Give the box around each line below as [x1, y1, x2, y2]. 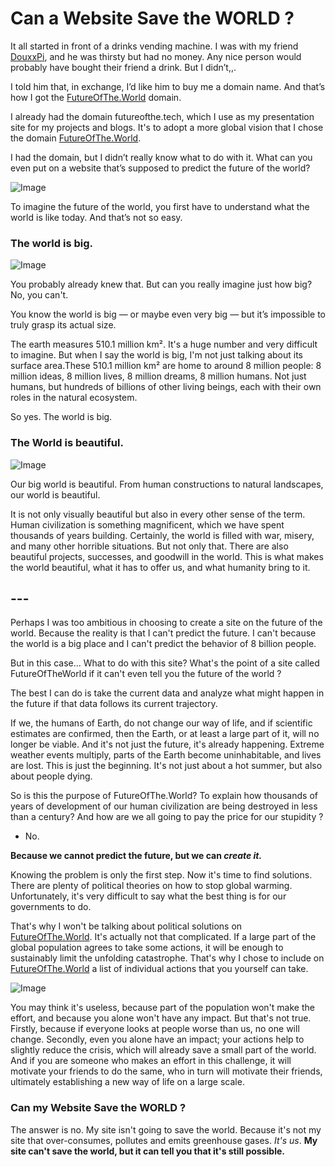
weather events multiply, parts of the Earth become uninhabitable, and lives [10, 749, 322, 761]
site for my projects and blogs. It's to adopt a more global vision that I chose [10, 121, 324, 133]
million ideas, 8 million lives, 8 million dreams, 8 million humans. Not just [10, 370, 307, 382]
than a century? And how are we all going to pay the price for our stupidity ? [10, 811, 324, 823]
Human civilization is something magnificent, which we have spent [10, 518, 285, 531]
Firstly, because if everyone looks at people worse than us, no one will [10, 1023, 300, 1035]
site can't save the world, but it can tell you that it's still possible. [10, 1145, 285, 1157]
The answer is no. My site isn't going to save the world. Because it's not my [10, 1123, 322, 1136]
